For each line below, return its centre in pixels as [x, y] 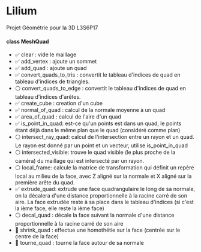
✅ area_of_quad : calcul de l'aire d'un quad [68, 117]
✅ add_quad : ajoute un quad [51, 68]
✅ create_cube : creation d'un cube [59, 104]
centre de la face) [37, 236]
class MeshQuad [28, 41]
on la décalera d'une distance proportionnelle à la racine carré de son [101, 196]
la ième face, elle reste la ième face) [60, 208]
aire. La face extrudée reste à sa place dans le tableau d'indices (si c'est [104, 202]
